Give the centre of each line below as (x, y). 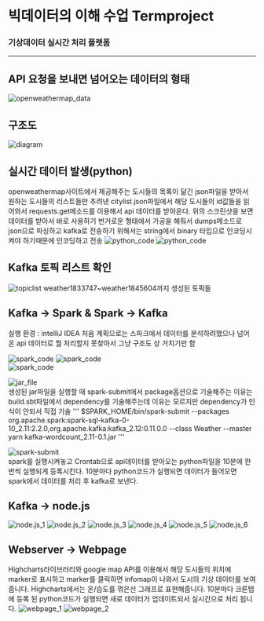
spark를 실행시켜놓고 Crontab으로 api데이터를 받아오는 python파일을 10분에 (126, 461)
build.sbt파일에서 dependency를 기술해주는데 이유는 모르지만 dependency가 (128, 401)
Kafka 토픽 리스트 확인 (60, 268)
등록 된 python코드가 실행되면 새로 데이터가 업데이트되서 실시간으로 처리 (127, 599)
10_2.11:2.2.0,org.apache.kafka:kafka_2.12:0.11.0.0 (88, 428)
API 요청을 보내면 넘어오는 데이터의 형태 (99, 79)
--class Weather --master (210, 428)
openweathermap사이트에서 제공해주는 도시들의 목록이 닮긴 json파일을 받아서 (128, 191)
